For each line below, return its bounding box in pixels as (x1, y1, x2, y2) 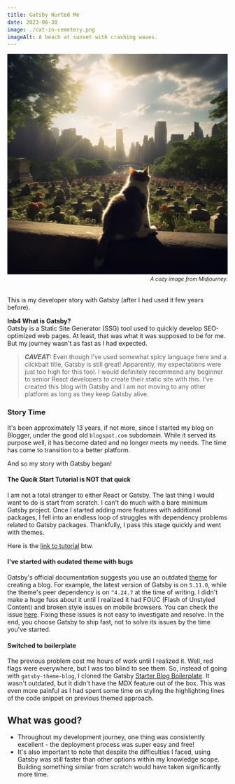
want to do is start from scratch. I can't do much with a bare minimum (7, 498, 208, 507)
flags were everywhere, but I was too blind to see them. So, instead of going (7, 664, 227, 673)
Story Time (7, 407, 46, 417)
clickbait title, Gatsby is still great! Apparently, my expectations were (24, 360, 222, 369)
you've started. (7, 625, 51, 633)
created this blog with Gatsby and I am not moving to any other (24, 382, 206, 391)
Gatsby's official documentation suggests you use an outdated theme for (7, 573, 218, 581)
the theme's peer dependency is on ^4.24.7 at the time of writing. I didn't (7, 588, 218, 596)
